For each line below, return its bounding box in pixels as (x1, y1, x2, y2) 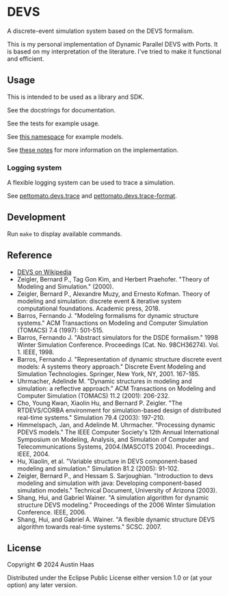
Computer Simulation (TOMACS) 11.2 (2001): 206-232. (16, 391, 170, 399)
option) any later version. (7, 581, 77, 589)
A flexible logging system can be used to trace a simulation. (7, 179, 176, 187)
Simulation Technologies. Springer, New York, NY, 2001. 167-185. (16, 369, 200, 377)
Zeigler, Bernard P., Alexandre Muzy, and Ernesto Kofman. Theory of (16, 289, 211, 298)
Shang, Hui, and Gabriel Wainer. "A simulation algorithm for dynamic (16, 493, 209, 501)
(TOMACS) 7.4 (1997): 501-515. (16, 326, 104, 334)
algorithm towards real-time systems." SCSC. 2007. (16, 522, 162, 531)
